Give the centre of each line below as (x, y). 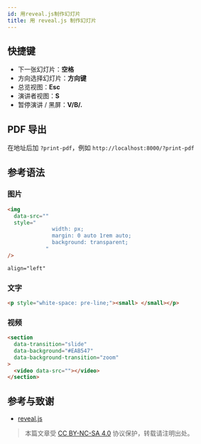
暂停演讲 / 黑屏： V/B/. (50, 105)
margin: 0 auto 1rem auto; (92, 236)
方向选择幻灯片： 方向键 (52, 78)
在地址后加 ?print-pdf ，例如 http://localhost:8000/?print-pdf (101, 148)
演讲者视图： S (38, 96)
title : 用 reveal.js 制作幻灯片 (52, 21)
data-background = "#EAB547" (54, 351)
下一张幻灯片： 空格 (46, 70)
